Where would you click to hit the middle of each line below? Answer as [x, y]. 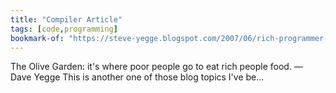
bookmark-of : [37, 38]
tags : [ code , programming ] [64, 29]
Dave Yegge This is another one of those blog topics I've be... [137, 77]
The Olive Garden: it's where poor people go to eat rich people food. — [156, 67]
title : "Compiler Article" [66, 19]
